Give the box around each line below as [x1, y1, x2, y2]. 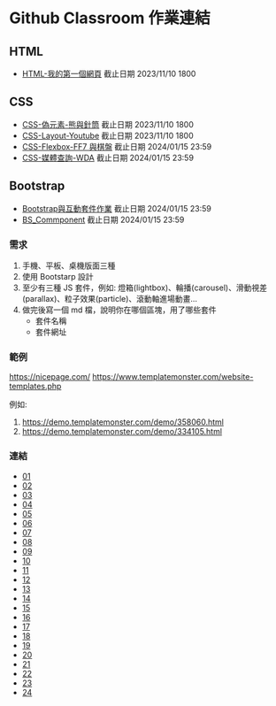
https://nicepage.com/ [9, 372, 91, 382]
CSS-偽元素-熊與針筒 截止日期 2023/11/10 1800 [21, 119, 195, 129]
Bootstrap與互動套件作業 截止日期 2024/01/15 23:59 [21, 203, 212, 213]
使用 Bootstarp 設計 [21, 271, 95, 281]
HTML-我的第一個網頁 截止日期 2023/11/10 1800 [21, 68, 196, 79]
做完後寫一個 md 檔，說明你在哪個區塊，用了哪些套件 [21, 304, 217, 315]
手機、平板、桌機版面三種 [21, 260, 116, 271]
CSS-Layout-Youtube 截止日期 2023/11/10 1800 [21, 130, 195, 141]
